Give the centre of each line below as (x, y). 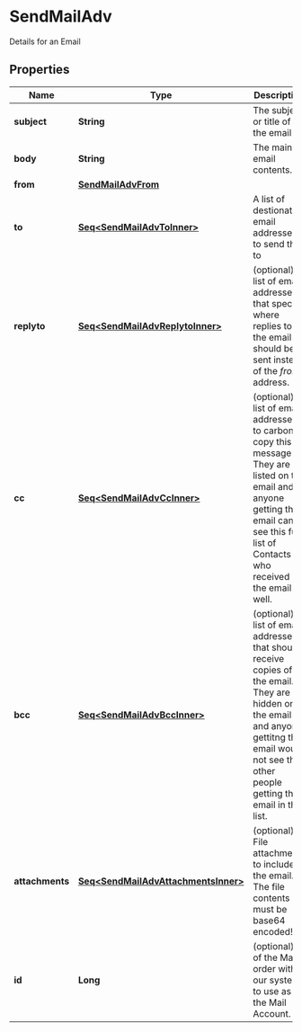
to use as (272, 991)
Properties (40, 70)
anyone (269, 498)
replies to (272, 325)
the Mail (270, 1002)
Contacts (272, 554)
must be (270, 909)
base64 (269, 921)
